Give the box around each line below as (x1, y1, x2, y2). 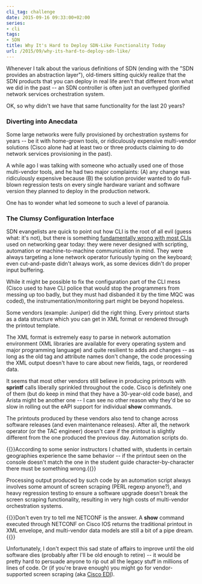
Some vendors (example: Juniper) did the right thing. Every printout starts (6, 309, 190, 316)
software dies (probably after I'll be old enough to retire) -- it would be (6, 551, 181, 559)
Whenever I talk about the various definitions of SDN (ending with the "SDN (6, 65, 194, 72)
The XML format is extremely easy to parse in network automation (6, 333, 171, 341)
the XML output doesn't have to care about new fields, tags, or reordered (6, 359, 188, 367)
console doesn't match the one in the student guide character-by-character (6, 458, 194, 466)
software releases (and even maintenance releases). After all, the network (6, 421, 190, 429)
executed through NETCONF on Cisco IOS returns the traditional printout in (6, 521, 193, 528)
